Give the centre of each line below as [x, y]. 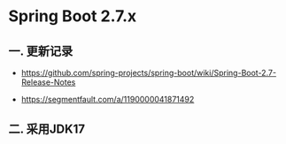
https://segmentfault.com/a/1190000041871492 [108, 99]
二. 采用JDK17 [47, 129]
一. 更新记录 [41, 51]
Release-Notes [48, 82]
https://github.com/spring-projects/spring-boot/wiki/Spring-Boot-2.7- [148, 73]
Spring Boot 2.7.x [73, 16]
